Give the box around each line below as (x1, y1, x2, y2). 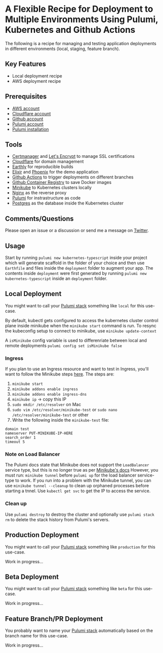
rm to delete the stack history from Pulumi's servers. (5, 516, 110, 523)
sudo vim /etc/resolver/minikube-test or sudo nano (12, 407, 118, 413)
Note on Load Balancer (5, 451, 60, 458)
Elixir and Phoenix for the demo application (12, 169, 99, 175)
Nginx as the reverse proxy (12, 190, 67, 196)
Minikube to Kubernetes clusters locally (12, 185, 92, 191)
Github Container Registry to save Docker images (12, 179, 112, 185)
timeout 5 (5, 440, 25, 445)
